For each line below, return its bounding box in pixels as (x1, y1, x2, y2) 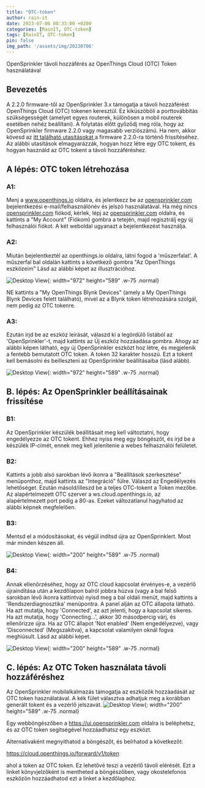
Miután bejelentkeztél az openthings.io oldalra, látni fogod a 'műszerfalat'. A (6, 252, 198, 259)
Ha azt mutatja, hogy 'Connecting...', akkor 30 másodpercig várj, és (6, 613, 176, 620)
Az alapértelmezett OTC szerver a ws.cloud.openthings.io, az (6, 490, 161, 498)
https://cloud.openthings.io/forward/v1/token (6, 750, 119, 757)
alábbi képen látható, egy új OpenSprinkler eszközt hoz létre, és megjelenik (6, 344, 196, 351)
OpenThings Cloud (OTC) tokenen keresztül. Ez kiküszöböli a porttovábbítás (6, 107, 198, 114)
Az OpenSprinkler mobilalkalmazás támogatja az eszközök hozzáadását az (6, 688, 195, 695)
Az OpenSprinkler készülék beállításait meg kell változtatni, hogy (6, 428, 170, 436)
